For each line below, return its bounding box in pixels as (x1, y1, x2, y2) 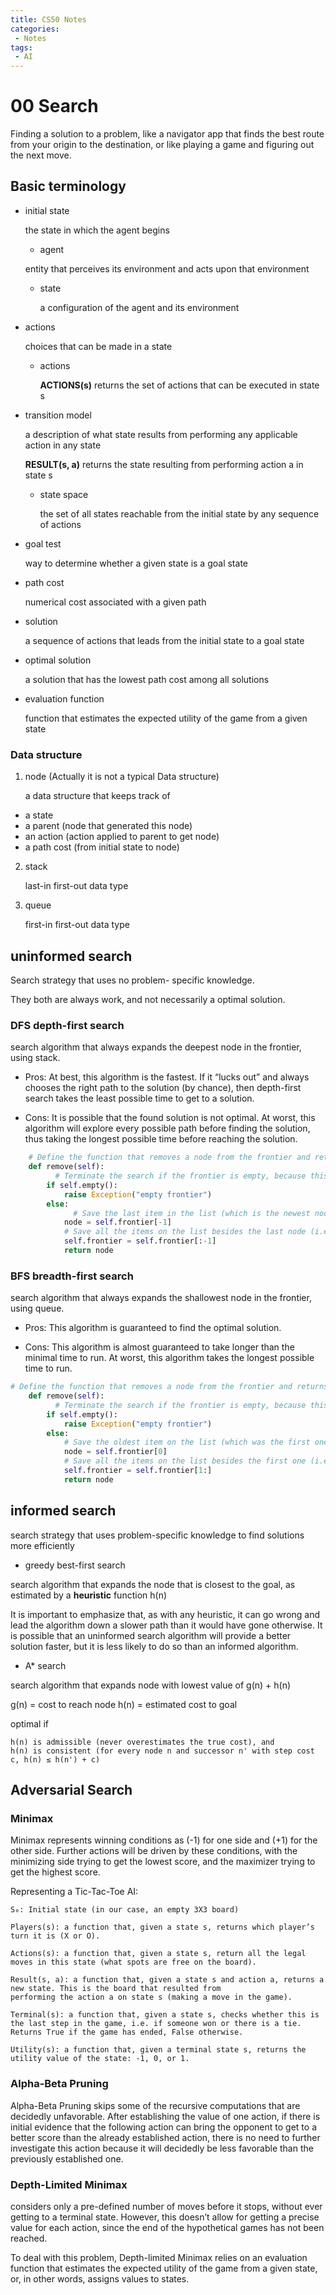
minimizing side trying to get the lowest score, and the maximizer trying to (10, 1856, 316, 1868)
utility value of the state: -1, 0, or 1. (10, 2054, 190, 2064)
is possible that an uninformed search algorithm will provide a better (10, 1629, 292, 1641)
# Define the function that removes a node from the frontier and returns (10, 1382, 329, 1392)
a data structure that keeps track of (24, 790, 171, 802)
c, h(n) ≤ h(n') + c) (10, 1754, 101, 1765)
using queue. (10, 1302, 65, 1315)
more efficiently (10, 1539, 75, 1551)
